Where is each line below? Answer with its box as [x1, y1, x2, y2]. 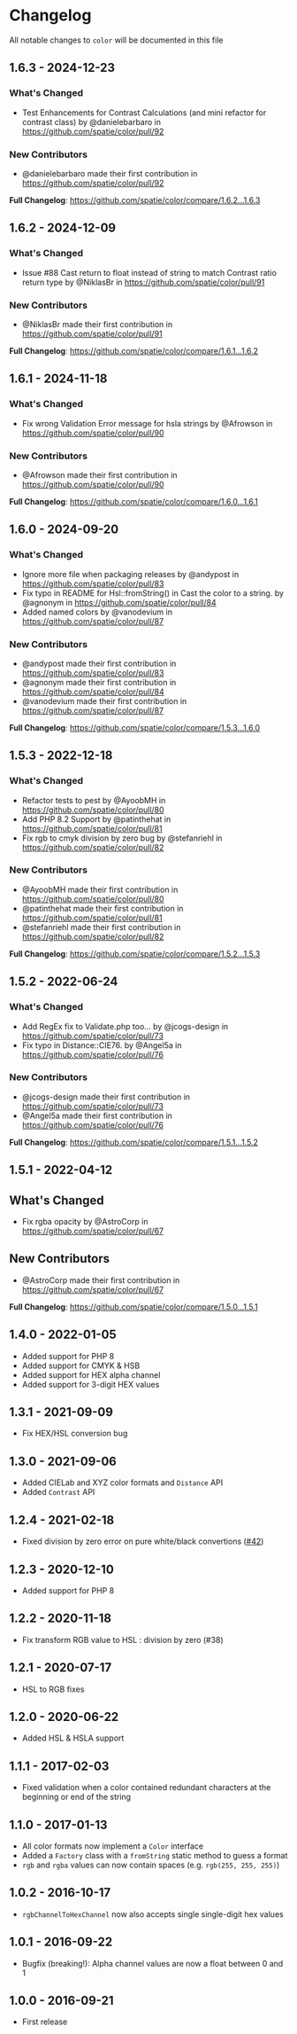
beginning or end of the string [21, 1792, 131, 1803]
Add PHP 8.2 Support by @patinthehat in [21, 813, 171, 825]
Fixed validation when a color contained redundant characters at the [21, 1782, 271, 1793]
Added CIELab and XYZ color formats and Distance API [21, 1477, 224, 1488]
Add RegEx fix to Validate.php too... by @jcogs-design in [21, 1021, 229, 1031]
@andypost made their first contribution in [21, 658, 177, 669]
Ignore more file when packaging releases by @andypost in [21, 568, 240, 579]
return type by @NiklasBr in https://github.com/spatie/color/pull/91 [21, 277, 265, 287]
